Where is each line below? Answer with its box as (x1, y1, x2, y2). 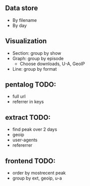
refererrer (12, 142, 33, 148)
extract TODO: (5, 113, 51, 121)
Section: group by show (12, 50, 61, 56)
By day (12, 22, 27, 28)
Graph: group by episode (12, 55, 64, 61)
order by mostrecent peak (12, 170, 66, 176)
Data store (5, 4, 38, 12)
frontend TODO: (5, 157, 56, 165)
